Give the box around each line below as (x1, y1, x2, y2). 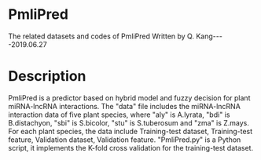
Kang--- (196, 31, 222, 41)
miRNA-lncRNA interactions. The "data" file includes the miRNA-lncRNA (8, 101, 241, 111)
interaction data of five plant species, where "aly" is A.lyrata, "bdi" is (8, 110, 230, 119)
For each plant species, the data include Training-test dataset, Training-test (8, 126, 253, 136)
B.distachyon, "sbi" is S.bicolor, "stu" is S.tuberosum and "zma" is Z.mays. (8, 118, 250, 127)
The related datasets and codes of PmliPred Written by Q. (8, 31, 195, 41)
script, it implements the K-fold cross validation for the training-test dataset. (8, 143, 254, 152)
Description (8, 67, 86, 85)
